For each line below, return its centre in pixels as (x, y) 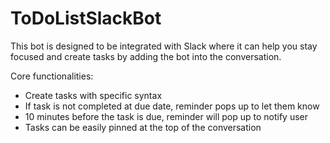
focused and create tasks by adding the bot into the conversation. (146, 56)
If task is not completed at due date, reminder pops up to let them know (172, 106)
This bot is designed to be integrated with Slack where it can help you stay (164, 46)
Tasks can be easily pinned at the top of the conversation (143, 127)
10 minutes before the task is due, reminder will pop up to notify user (166, 116)
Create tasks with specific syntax (93, 95)
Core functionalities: (52, 76)
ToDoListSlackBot (86, 18)
